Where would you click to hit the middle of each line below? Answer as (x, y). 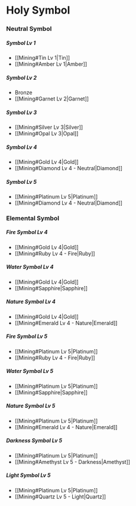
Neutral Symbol (29, 29)
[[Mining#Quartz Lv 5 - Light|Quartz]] (60, 497)
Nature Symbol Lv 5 (31, 406)
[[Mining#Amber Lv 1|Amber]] (51, 64)
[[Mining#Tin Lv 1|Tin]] (42, 58)
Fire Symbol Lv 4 (27, 232)
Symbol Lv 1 (21, 43)
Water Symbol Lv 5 (30, 371)
